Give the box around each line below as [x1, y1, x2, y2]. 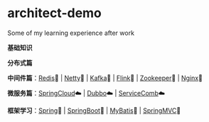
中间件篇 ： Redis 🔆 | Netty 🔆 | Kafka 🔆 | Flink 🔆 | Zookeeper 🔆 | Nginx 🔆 [7, 73, 203, 82]
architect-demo [7, 5, 102, 21]
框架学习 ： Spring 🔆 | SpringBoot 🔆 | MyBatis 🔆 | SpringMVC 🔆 [7, 106, 181, 115]
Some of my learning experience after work [7, 29, 135, 37]
